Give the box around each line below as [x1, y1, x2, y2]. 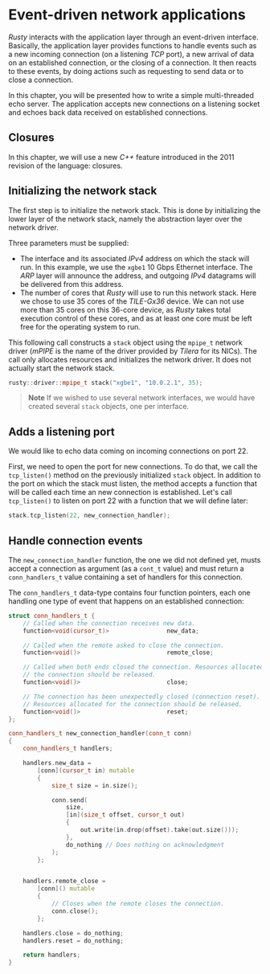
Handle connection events [8, 534, 143, 547]
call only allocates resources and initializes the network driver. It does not [8, 354, 252, 364]
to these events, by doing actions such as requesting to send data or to [8, 66, 243, 76]
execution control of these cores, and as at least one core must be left [19, 313, 252, 323]
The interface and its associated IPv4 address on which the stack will [19, 253, 250, 263]
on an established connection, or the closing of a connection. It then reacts [8, 58, 257, 68]
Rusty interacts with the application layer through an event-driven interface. [8, 32, 259, 42]
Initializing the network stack [8, 184, 157, 198]
